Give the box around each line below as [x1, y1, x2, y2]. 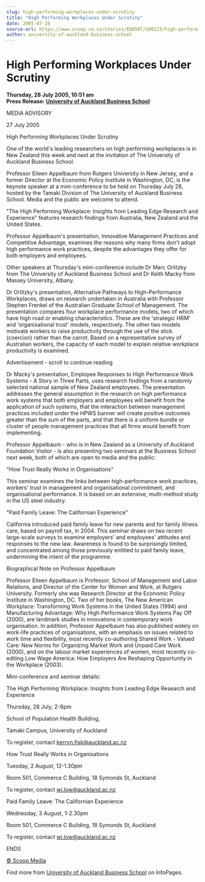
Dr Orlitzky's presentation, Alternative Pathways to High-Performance [6, 288, 182, 296]
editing [6, 655, 24, 662]
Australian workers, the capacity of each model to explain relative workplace [6, 340, 199, 348]
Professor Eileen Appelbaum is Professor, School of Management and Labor [6, 577, 198, 584]
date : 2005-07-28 [6, 20, 51, 26]
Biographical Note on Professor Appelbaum [6, 565, 116, 572]
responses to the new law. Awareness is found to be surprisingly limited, [6, 540, 188, 547]
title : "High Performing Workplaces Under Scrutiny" [6, 15, 143, 21]
